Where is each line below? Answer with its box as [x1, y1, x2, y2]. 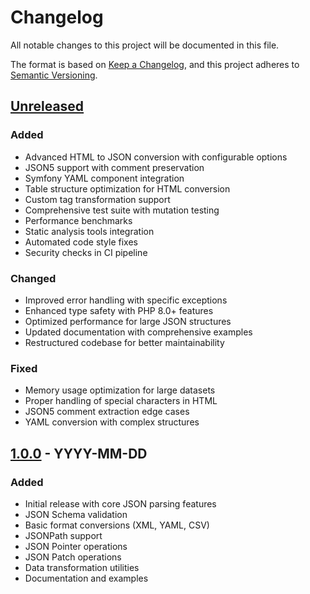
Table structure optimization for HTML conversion [24, 182, 231, 195]
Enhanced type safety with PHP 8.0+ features [24, 304, 214, 316]
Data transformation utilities [24, 561, 140, 573]
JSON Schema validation [24, 508, 128, 520]
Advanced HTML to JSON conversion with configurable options [24, 151, 288, 163]
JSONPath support [24, 529, 103, 541]
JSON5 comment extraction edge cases [24, 406, 190, 418]
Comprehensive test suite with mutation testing [24, 204, 220, 216]
